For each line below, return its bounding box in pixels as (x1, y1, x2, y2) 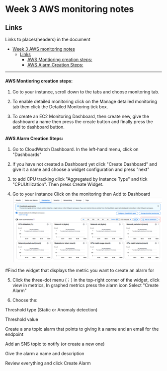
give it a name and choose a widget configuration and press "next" (12, 166, 150, 172)
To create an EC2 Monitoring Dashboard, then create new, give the (12, 113, 149, 120)
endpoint (5, 331, 24, 337)
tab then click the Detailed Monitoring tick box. (12, 104, 108, 110)
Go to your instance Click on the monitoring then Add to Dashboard (12, 191, 151, 197)
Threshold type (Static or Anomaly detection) (5, 307, 98, 313)
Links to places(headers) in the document (5, 36, 90, 42)
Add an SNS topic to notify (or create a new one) (5, 341, 105, 347)
